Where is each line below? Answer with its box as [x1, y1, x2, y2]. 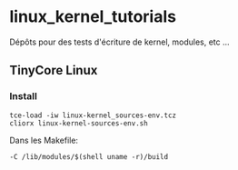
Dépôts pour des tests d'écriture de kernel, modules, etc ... [9, 36, 230, 47]
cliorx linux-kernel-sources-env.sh [9, 118, 148, 128]
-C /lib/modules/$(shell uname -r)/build [9, 152, 169, 161]
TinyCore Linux [9, 63, 98, 78]
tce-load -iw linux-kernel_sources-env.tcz [9, 111, 177, 120]
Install [9, 90, 38, 103]
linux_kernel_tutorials [9, 6, 177, 27]
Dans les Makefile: [9, 135, 79, 145]
